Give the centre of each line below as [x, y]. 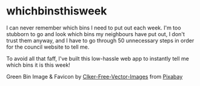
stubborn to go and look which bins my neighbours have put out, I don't [95, 34]
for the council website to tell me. [48, 47]
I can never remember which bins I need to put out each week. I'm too [94, 28]
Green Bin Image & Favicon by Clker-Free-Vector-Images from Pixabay [95, 76]
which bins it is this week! [38, 65]
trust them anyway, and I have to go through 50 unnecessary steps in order [100, 40]
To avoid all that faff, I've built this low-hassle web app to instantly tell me [98, 58]
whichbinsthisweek [57, 11]
